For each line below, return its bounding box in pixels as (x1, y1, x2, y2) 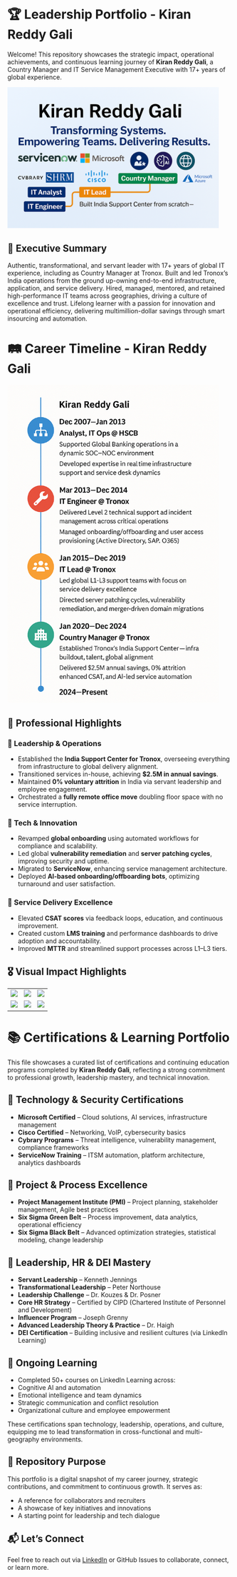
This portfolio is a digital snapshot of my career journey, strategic (7, 1474, 199, 1483)
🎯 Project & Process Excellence (7, 1179, 148, 1191)
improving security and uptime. (17, 857, 110, 865)
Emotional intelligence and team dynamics (17, 1391, 142, 1399)
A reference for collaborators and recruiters (17, 1496, 146, 1504)
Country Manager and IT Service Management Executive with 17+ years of (7, 65, 226, 74)
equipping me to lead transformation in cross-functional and (7, 1428, 184, 1436)
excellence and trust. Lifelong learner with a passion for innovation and (7, 299, 216, 308)
